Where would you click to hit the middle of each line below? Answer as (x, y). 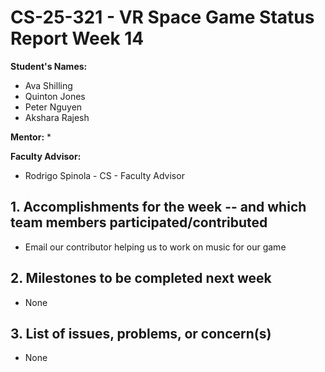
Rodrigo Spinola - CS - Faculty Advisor (104, 175)
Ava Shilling (48, 85)
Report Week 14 (77, 38)
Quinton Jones (55, 96)
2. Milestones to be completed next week (141, 278)
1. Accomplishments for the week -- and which (158, 207)
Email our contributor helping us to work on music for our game (155, 247)
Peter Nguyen (53, 107)
